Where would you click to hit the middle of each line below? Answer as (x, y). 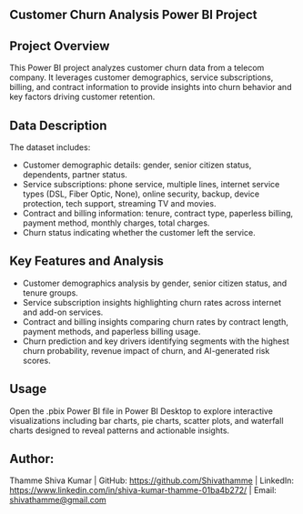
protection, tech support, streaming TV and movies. (119, 204)
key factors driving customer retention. (82, 97)
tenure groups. (50, 292)
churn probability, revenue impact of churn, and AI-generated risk (146, 350)
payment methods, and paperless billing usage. (111, 331)
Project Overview (60, 46)
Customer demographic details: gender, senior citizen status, (137, 165)
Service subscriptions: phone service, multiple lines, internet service (151, 185)
